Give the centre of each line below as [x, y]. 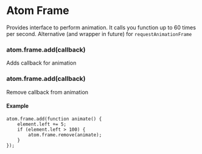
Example [18, 106]
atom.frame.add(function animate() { [54, 119]
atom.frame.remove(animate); [65, 135]
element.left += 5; [42, 124]
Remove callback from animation [47, 92]
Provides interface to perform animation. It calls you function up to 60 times [101, 27]
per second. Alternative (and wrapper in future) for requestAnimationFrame [99, 33]
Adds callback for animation [41, 63]
